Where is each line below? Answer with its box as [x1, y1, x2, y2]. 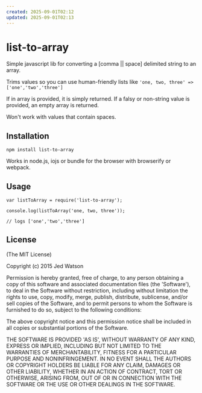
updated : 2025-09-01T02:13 [6, 14, 74, 20]
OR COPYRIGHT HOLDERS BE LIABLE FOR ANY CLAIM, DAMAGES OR [6, 361, 181, 368]
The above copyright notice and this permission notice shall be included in [6, 318, 191, 325]
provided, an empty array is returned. [6, 102, 99, 109]
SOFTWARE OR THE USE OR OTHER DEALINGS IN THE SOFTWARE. [6, 380, 175, 388]
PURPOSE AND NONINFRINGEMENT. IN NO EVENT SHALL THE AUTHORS [6, 355, 192, 362]
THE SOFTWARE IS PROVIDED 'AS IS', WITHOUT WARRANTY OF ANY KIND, [6, 336, 196, 343]
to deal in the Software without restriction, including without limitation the [6, 287, 188, 294]
